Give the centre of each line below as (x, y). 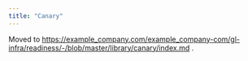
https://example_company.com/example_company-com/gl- (141, 39)
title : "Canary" (36, 16)
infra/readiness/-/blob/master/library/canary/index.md (99, 48)
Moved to (24, 39)
